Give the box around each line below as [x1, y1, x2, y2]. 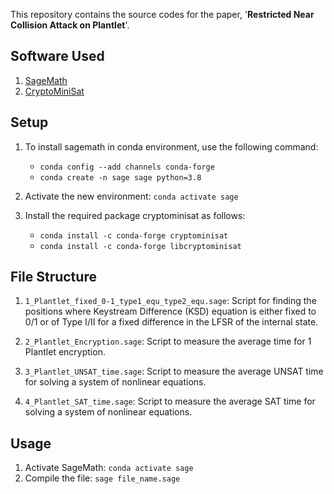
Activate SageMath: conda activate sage [24, 462, 194, 474]
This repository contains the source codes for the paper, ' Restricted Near [10, 9, 315, 20]
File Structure [10, 269, 97, 286]
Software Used [10, 48, 105, 65]
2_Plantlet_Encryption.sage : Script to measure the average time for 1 [24, 335, 312, 348]
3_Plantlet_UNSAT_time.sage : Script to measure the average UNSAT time [24, 365, 324, 378]
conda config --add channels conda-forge [39, 162, 215, 172]
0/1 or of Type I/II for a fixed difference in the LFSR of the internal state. [24, 316, 319, 328]
